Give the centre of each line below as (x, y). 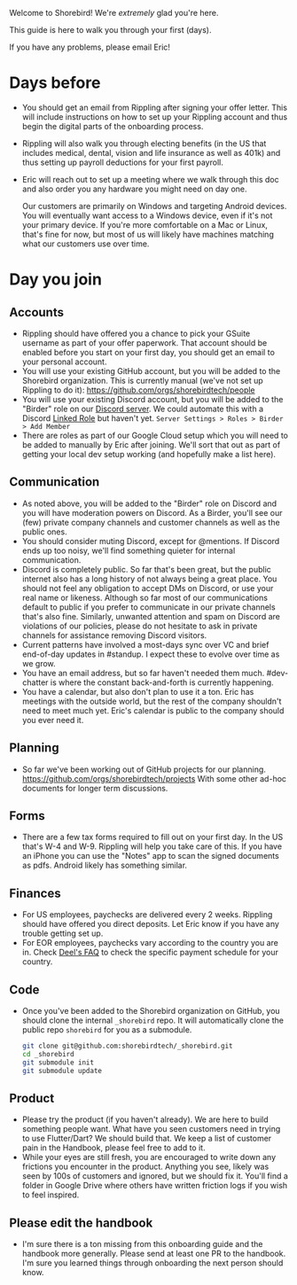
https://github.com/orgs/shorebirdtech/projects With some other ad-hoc (154, 778)
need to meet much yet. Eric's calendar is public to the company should (153, 710)
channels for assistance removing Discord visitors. (114, 635)
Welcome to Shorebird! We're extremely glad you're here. (114, 13)
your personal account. (64, 362)
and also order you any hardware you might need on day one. (134, 189)
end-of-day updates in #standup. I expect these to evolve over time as (151, 654)
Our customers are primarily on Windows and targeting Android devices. (154, 206)
